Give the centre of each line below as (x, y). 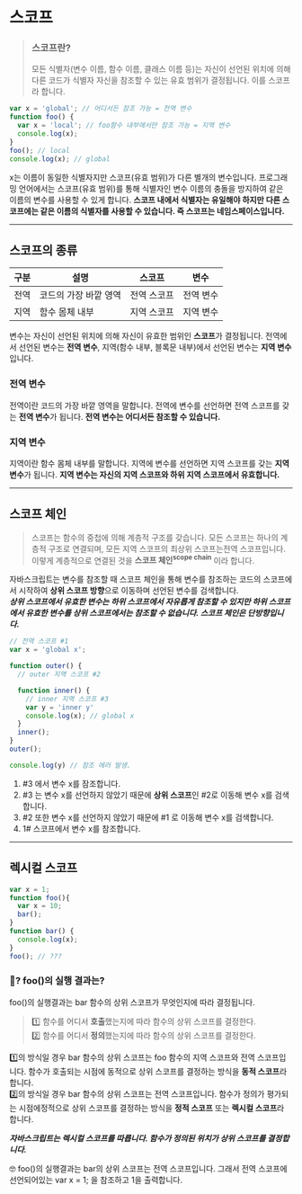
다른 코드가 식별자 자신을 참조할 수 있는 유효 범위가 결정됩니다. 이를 (149, 80)
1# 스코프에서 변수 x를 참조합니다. (81, 828)
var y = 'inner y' (60, 707)
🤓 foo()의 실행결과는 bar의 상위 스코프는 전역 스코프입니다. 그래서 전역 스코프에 (148, 1168)
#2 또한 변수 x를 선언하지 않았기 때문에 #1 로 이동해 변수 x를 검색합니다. (148, 817)
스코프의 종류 (44, 250)
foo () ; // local (40, 150)
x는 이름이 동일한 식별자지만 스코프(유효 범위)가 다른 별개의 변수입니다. (133, 177)
